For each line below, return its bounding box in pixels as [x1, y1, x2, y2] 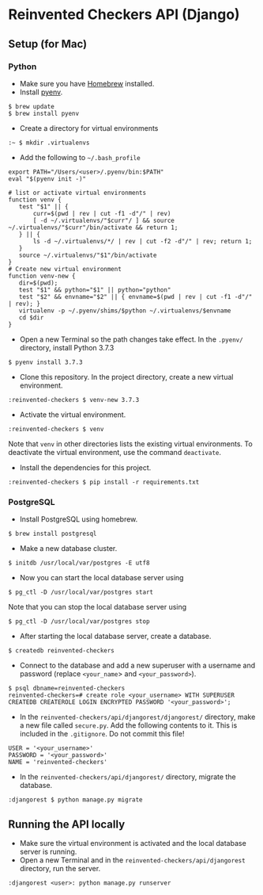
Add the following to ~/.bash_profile [19, 152, 141, 162]
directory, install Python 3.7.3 [19, 342, 115, 352]
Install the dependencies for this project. [19, 462, 152, 472]
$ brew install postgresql [8, 530, 97, 538]
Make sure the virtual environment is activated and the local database [19, 838, 246, 847]
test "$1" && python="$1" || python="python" [18, 285, 171, 294]
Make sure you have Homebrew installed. [19, 78, 155, 88]
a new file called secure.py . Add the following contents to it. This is [19, 721, 238, 730]
